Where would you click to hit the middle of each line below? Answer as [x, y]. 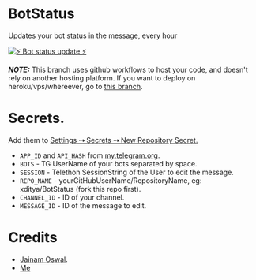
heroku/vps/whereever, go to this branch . [75, 86]
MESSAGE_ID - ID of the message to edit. [83, 205]
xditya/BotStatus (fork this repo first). [80, 189]
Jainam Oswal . [44, 259]
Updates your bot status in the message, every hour [93, 35]
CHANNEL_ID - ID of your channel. [72, 197]
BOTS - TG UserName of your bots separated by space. [108, 163]
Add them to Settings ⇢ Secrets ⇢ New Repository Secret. [103, 140]
